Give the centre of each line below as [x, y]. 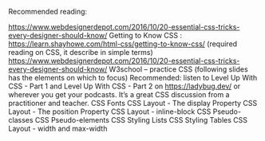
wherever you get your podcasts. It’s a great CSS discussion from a [119, 94]
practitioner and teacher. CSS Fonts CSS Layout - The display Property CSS [133, 103]
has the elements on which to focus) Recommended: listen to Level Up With [133, 78]
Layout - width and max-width [58, 128]
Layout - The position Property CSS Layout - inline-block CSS [110, 112]
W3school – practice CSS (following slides [179, 69]
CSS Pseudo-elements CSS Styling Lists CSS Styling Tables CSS [141, 120]
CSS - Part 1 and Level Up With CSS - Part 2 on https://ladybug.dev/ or [125, 86]
